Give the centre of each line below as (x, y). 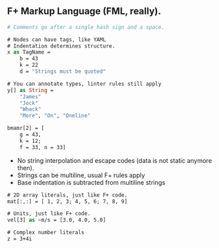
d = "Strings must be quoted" (63, 71)
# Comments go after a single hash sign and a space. (86, 27)
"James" (30, 97)
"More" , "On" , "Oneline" (55, 116)
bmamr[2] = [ (26, 128)
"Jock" (29, 103)
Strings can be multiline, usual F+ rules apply (81, 175)
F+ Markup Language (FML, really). (84, 11)
